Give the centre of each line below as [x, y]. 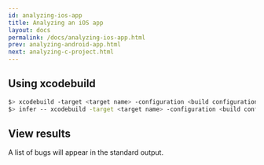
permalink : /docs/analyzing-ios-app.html [77, 37]
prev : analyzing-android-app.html [65, 45]
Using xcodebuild [52, 84]
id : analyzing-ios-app [45, 15]
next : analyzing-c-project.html [61, 52]
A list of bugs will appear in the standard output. [86, 152]
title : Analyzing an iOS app [56, 23]
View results [40, 133]
